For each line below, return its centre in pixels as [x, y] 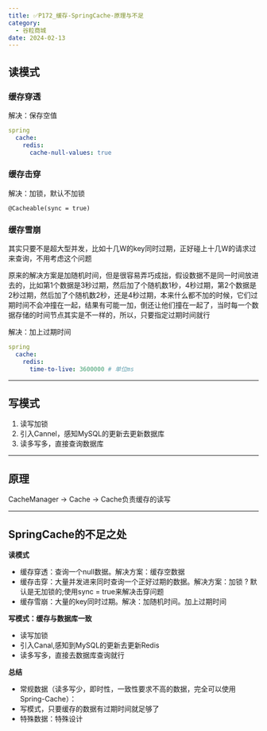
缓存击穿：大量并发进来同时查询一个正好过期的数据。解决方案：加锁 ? [134, 582]
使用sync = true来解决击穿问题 [114, 591]
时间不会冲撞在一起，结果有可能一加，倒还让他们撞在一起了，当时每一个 [133, 305]
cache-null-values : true [70, 153]
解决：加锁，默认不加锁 [46, 193]
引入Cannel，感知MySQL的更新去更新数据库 [92, 434]
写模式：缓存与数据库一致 [50, 618]
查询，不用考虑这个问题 [53, 258]
